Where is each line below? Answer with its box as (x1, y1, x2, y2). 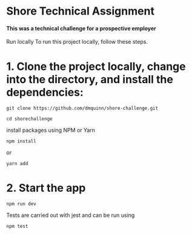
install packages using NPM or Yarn (6, 126, 96, 134)
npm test (6, 223, 28, 230)
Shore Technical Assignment (6, 4, 154, 18)
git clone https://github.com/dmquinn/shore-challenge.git (6, 105, 159, 112)
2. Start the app (6, 181, 86, 195)
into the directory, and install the (6, 72, 174, 86)
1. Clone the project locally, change (6, 60, 186, 73)
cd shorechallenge (6, 116, 53, 122)
